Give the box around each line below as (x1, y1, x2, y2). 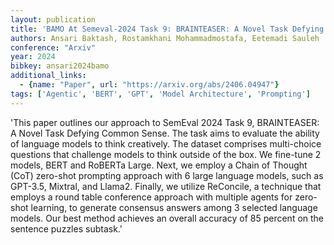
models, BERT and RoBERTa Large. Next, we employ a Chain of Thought (10, 159, 308, 171)
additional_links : (10, 71, 87, 81)
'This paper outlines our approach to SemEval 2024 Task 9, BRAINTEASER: (10, 116, 320, 128)
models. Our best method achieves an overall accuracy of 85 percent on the (10, 212, 325, 224)
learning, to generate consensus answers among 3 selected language (30, 201, 318, 213)
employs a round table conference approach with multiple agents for (10, 191, 293, 203)
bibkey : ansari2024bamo (10, 61, 110, 71)
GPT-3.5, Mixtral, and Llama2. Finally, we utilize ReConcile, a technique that (10, 180, 322, 192)
